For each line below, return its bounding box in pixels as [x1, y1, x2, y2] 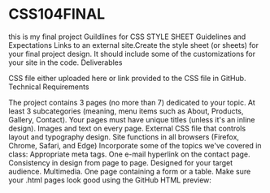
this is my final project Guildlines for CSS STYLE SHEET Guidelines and [8, 32, 246, 41]
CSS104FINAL [8, 5, 106, 24]
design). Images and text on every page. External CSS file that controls [8, 123, 246, 133]
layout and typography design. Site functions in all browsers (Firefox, [8, 131, 240, 142]
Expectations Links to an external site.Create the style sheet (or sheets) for [8, 40, 259, 49]
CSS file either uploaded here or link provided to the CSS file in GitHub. [8, 73, 246, 83]
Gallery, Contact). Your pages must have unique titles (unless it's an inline [8, 114, 255, 124]
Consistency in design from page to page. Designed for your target [8, 157, 233, 167]
